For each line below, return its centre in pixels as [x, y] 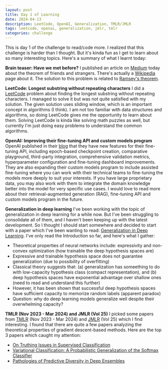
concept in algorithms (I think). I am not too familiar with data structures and [83, 109]
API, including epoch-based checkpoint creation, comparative [83, 151]
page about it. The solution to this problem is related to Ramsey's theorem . [82, 79]
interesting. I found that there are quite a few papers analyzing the [73, 325]
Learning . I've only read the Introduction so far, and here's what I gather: [80, 236]
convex [20, 251]
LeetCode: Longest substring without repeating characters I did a [75, 88]
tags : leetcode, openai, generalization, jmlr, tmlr [61, 29]
